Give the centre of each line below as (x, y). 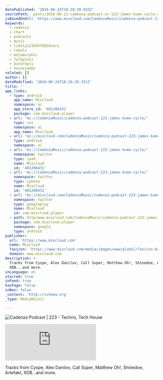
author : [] (16, 77)
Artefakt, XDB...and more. (31, 372)
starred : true (19, 276)
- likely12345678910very (34, 46)
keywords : (15, 23)
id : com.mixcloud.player (39, 213)
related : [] (17, 73)
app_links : (16, 91)
